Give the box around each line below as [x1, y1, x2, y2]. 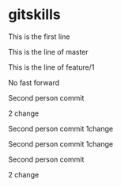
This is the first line [8, 32, 70, 41]
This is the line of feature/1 [8, 62, 95, 72]
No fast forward [8, 78, 60, 87]
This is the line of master [8, 47, 89, 56]
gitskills [8, 6, 61, 24]
